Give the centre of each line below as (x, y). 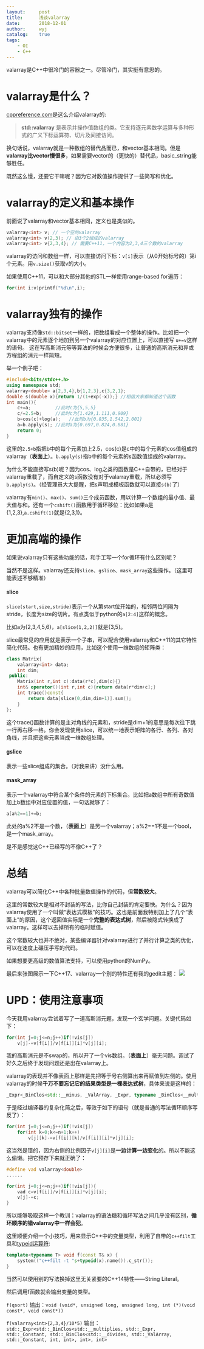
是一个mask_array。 (31, 833)
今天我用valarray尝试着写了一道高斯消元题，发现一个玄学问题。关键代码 (96, 1018)
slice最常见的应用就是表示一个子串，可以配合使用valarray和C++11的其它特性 (102, 640)
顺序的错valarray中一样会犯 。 (49, 1223)
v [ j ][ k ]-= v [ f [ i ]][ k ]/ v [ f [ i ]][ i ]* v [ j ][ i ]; (81, 1138)
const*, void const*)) (35, 1311)
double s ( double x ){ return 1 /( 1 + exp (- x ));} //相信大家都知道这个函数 (91, 397)
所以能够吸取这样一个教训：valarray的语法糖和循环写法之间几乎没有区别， (99, 1215)
